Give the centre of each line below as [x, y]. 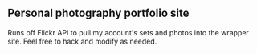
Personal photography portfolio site [98, 13]
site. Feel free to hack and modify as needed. [82, 41]
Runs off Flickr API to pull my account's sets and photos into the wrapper [128, 32]
